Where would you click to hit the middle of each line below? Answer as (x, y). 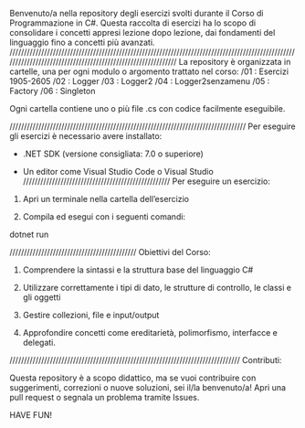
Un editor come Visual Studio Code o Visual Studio (118, 171)
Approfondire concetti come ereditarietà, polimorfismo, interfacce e (150, 332)
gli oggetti (42, 297)
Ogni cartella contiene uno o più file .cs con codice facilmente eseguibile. (147, 108)
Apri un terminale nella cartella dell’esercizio (106, 199)
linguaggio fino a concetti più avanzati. (82, 42)
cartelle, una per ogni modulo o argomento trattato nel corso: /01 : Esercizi (149, 71)
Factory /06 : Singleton (53, 91)
